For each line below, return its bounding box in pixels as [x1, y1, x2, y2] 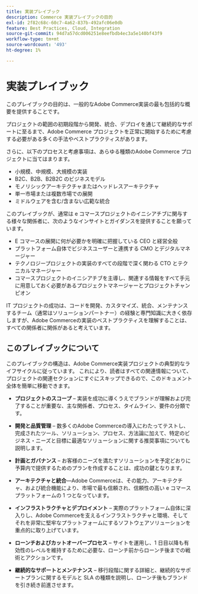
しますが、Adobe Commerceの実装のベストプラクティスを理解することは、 [6, 316, 190, 323]
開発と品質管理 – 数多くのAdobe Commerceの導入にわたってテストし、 [14, 422, 189, 429]
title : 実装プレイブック [6, 8, 60, 15]
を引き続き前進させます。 [14, 581, 77, 588]
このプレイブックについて [6, 343, 99, 353]
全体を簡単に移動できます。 [6, 382, 73, 389]
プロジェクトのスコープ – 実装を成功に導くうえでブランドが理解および [14, 394, 186, 402]
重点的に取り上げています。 [14, 526, 82, 534]
